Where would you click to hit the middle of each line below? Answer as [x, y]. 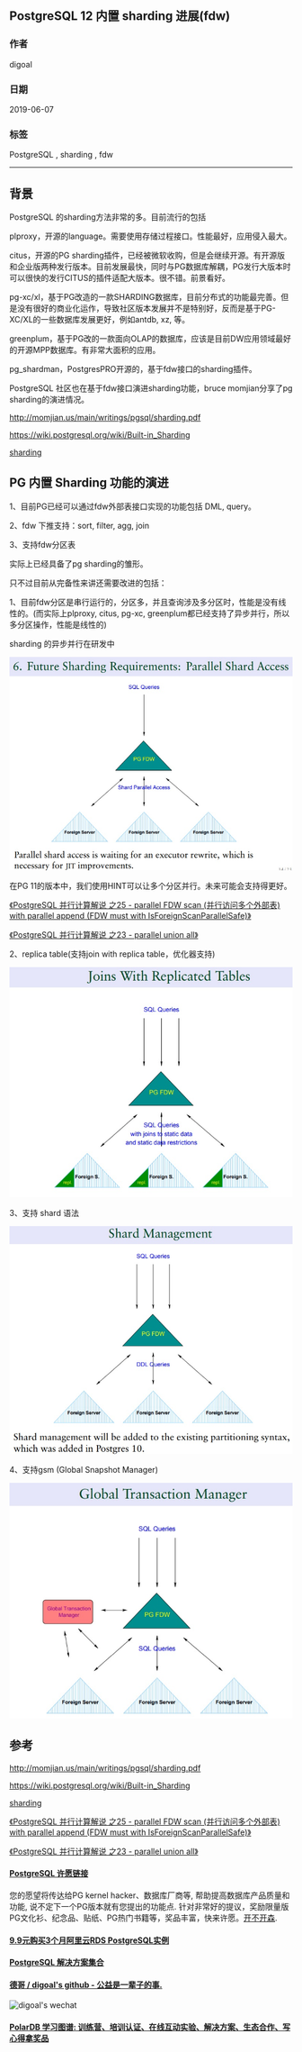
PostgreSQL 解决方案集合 [57, 1963]
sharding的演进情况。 [49, 400]
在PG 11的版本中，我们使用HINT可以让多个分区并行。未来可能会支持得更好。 [151, 885]
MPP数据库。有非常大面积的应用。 [97, 350]
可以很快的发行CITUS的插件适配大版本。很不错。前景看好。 [120, 278]
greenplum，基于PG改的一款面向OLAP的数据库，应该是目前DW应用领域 [142, 339]
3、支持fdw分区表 [43, 544]
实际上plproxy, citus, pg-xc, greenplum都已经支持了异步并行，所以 [167, 613]
